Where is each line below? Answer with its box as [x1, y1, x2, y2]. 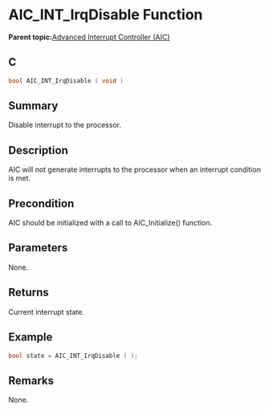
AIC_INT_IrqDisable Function [8, 6, 203, 24]
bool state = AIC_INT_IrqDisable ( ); [8, 352, 138, 360]
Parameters [8, 241, 68, 254]
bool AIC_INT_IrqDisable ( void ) [8, 76, 124, 85]
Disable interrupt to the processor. [8, 120, 122, 130]
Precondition [8, 197, 75, 210]
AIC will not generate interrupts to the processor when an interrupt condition [8, 165, 261, 174]
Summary [8, 99, 59, 113]
